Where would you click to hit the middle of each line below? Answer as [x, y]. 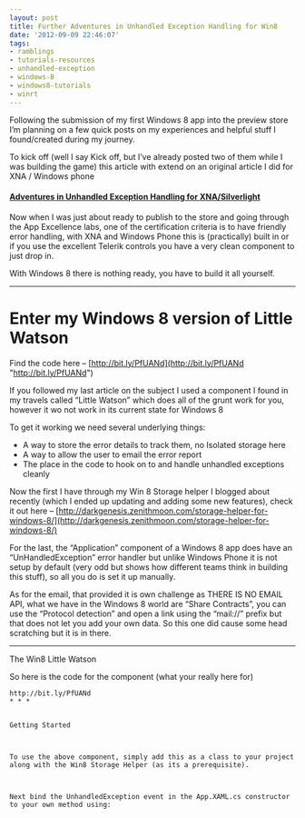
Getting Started [40, 725]
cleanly [36, 474]
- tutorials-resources [52, 60]
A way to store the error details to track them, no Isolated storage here [154, 444]
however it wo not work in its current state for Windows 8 [117, 409]
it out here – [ [34, 511]
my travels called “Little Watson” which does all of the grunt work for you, [147, 400]
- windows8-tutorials [50, 85]
